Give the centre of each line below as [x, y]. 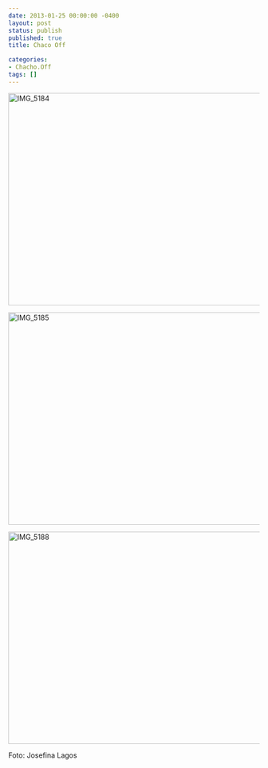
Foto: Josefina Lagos [43, 755]
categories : [28, 60]
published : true [35, 38]
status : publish [35, 30]
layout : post [30, 23]
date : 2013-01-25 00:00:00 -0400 [64, 16]
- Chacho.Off [30, 67]
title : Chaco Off [37, 45]
